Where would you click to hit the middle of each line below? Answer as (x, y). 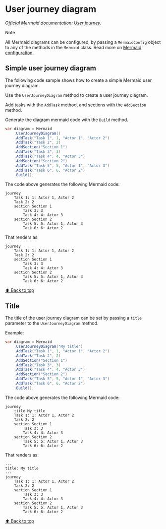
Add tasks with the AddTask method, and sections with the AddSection (76, 105)
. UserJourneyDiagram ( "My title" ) (49, 347)
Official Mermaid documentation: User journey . (53, 23)
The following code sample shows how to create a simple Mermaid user (79, 80)
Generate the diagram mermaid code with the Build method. (67, 120)
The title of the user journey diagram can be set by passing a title (74, 318)
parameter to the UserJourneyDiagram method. (52, 323)
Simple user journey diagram (51, 68)
